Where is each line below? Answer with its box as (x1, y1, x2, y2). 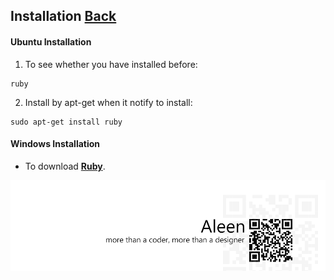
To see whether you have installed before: (24, 58, 198, 70)
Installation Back (10, 8, 117, 25)
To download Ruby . (24, 160, 106, 172)
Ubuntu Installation (10, 35, 92, 48)
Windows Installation (10, 138, 101, 150)
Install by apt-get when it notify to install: (24, 96, 193, 108)
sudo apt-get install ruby (10, 117, 123, 127)
